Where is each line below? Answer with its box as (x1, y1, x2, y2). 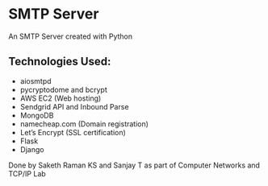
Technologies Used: (8, 55, 111, 68)
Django (19, 144, 44, 154)
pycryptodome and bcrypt (19, 85, 107, 94)
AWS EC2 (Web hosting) (19, 93, 102, 103)
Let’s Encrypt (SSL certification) (19, 127, 127, 137)
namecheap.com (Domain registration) (19, 118, 149, 129)
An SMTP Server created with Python (8, 31, 133, 41)
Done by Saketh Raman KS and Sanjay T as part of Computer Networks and (8, 160, 261, 170)
